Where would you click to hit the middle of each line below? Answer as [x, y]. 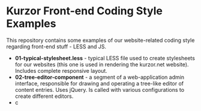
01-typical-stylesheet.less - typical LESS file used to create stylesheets [105, 58]
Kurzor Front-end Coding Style [85, 11]
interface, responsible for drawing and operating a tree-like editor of [99, 83]
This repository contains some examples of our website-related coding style [100, 40]
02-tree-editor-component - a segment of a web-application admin [100, 77]
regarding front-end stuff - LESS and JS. [56, 47]
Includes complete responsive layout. [61, 70]
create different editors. [44, 96]
